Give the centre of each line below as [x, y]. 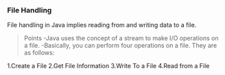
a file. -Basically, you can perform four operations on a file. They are [120, 46]
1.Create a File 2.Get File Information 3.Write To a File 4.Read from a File [108, 66]
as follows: [39, 52]
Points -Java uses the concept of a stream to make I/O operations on [121, 38]
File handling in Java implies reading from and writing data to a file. [102, 25]
